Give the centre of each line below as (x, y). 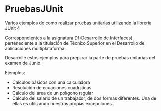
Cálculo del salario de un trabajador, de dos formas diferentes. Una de (84, 98)
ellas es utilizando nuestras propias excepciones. (63, 103)
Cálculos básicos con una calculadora (51, 82)
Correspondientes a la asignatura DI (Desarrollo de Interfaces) (69, 38)
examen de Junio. (24, 63)
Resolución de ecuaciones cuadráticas (52, 87)
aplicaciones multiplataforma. (36, 48)
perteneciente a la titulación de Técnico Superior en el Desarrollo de (75, 43)
